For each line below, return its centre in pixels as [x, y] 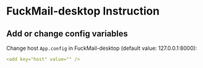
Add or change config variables [67, 34]
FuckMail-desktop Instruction [83, 11]
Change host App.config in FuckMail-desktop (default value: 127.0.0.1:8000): [102, 48]
